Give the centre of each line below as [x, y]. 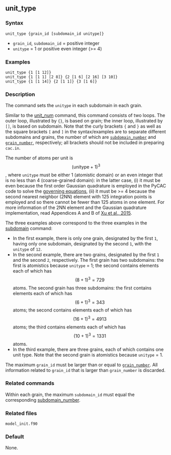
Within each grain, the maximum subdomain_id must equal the [70, 395]
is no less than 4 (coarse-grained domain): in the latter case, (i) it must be [83, 180]
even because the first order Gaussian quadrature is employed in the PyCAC [86, 185]
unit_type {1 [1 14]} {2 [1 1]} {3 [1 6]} [51, 81]
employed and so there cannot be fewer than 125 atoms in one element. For [85, 202]
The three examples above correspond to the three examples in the [76, 223]
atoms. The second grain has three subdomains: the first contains [82, 288]
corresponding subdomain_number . [43, 400]
